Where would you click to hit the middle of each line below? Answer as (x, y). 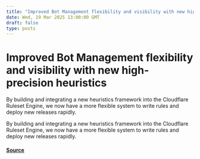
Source (15, 150)
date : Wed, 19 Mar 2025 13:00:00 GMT (53, 17)
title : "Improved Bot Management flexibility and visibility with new (96, 12)
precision (30, 83)
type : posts (21, 28)
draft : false (22, 23)
